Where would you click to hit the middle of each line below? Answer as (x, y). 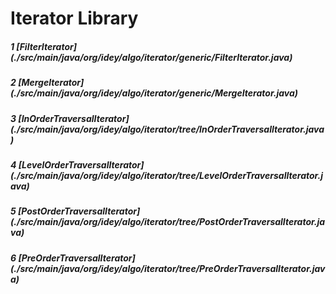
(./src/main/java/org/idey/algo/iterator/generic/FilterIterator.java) (151, 57)
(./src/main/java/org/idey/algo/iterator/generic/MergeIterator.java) (154, 93)
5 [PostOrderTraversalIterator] (75, 211)
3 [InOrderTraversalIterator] (70, 118)
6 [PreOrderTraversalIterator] (73, 258)
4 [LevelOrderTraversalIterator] (77, 164)
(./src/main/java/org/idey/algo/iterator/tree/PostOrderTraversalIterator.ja (168, 222)
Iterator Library (74, 18)
